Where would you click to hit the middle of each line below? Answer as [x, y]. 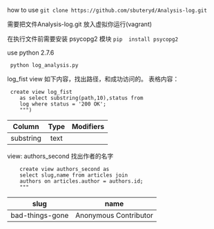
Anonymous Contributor [114, 215]
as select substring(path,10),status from [81, 98]
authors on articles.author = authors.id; [81, 181]
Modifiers [88, 127]
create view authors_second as [65, 169]
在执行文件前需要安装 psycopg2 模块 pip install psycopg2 [93, 39]
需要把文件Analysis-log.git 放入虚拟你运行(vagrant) [80, 24]
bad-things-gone [40, 215]
